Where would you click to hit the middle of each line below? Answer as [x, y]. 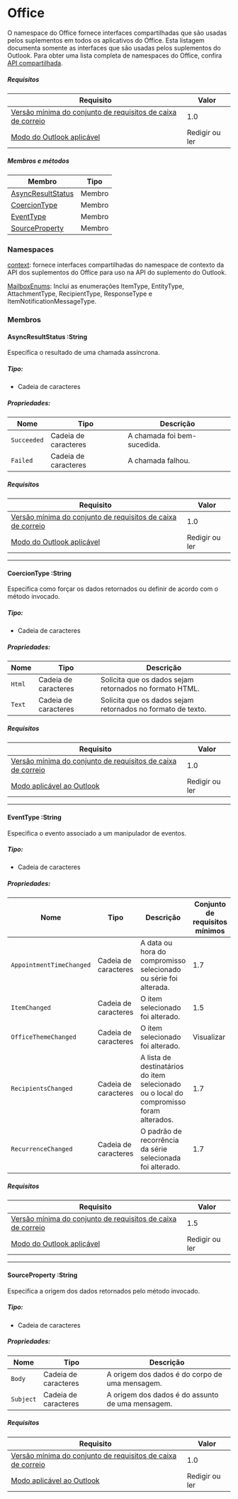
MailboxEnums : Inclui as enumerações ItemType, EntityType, [96, 287]
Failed [22, 461]
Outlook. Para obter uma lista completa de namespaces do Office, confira [115, 55]
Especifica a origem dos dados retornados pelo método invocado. [104, 1291]
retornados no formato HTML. [150, 689]
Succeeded [27, 440]
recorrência [160, 1141]
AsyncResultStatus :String [47, 336]
